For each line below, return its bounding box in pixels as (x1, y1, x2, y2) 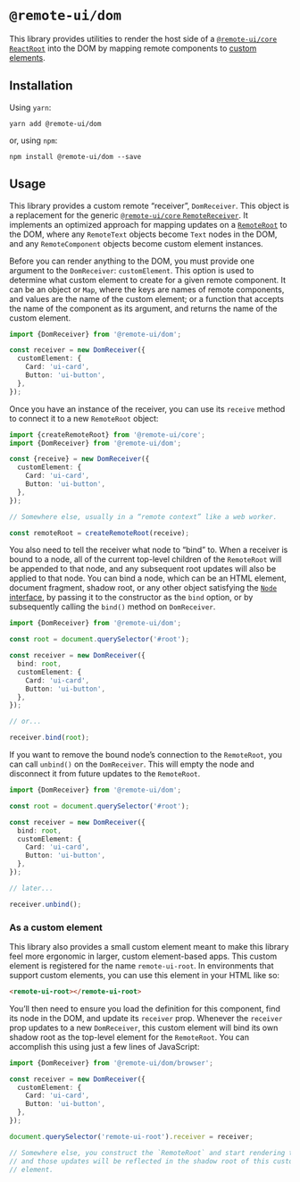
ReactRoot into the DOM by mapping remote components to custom (9, 43, 257, 54)
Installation (9, 79, 73, 94)
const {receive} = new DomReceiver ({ (9, 455, 150, 464)
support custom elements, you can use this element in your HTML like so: (9, 969, 279, 980)
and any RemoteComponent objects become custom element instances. (9, 238, 263, 248)
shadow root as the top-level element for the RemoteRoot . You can (9, 1031, 250, 1043)
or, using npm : (9, 135, 58, 146)
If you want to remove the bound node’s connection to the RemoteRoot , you (9, 750, 283, 760)
